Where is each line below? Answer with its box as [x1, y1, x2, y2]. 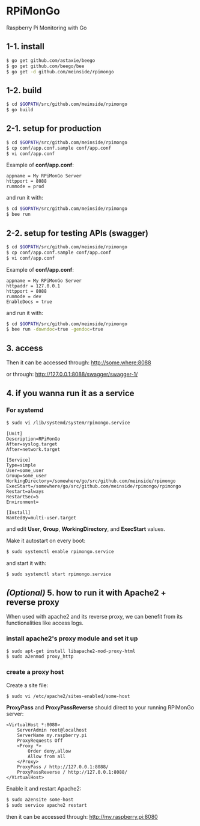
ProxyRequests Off [17, 738, 63, 744]
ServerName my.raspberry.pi [17, 732, 87, 739]
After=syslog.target [6, 441, 58, 447]
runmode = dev [6, 293, 42, 299]
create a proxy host [6, 668, 64, 676]
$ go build [6, 107, 34, 113]
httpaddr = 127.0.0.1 [6, 283, 61, 289]
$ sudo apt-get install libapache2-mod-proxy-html [6, 648, 136, 654]
